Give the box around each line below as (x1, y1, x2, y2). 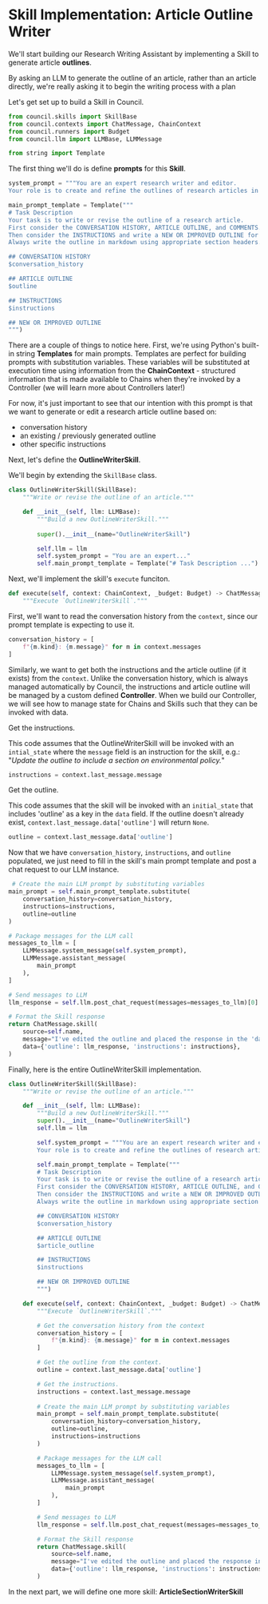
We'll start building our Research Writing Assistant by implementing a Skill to (8, 49, 259, 58)
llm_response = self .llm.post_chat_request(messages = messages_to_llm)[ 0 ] (8, 998, 259, 1006)
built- (242, 340, 260, 350)
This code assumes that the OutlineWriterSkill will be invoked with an (8, 738, 235, 748)
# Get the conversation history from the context (37, 1321, 205, 1329)
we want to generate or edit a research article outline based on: (8, 407, 217, 417)
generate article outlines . (8, 58, 92, 67)
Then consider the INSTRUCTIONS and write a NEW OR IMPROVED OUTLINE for (8, 231, 259, 239)
